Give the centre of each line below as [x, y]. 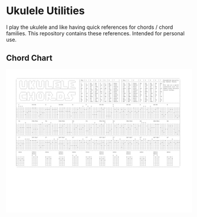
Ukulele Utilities [46, 11]
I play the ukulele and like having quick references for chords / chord [90, 27]
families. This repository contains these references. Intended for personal [95, 33]
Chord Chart [29, 58]
